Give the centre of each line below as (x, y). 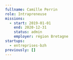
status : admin (28, 32)
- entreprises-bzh (28, 45)
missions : (15, 18)
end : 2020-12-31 (30, 28)
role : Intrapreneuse (26, 14)
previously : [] (20, 50)
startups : (15, 41)
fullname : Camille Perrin (31, 9)
